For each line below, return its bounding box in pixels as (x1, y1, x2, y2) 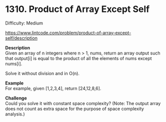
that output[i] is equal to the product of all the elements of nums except (5, 55, 152, 61)
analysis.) (5, 111, 25, 117)
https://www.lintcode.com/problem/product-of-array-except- (5, 29, 131, 35)
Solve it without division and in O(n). (5, 70, 80, 76)
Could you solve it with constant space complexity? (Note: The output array (5, 100, 161, 106)
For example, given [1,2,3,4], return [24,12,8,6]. (5, 85, 101, 91)
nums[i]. (5, 60, 22, 66)
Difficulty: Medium (5, 20, 43, 26)
